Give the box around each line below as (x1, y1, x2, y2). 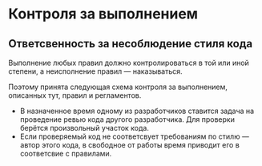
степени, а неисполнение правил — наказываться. (8, 67, 183, 76)
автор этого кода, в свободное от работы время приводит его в (19, 140, 240, 149)
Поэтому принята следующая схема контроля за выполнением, (8, 82, 228, 91)
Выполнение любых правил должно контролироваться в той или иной (8, 58, 250, 67)
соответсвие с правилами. (19, 149, 112, 158)
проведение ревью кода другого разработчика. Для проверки (19, 115, 235, 124)
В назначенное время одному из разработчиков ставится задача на (19, 106, 255, 115)
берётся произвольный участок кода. (19, 123, 150, 132)
